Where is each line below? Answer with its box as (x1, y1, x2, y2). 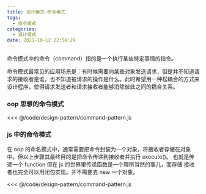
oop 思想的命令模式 (7, 99, 64, 108)
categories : (7, 26, 37, 32)
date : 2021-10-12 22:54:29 (7, 37, 76, 43)
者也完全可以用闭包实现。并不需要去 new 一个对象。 (7, 168, 139, 176)
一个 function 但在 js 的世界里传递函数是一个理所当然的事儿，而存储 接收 (12, 160, 195, 168)
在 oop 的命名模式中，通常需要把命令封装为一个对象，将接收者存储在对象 (7, 145, 191, 153)
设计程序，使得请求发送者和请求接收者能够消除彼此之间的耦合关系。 (7, 83, 178, 90)
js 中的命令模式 (7, 131, 51, 139)
